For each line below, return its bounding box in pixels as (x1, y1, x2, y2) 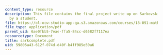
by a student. (9, 16, 38, 21)
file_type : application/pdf (5, 25, 62, 30)
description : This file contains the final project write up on (5, 11, 138, 16)
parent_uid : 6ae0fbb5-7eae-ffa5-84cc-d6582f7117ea (5, 29, 110, 34)
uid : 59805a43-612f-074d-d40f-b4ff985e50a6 (5, 43, 95, 47)
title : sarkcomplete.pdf (5, 38, 55, 43)
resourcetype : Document (5, 34, 53, 39)
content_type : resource (5, 7, 53, 12)
